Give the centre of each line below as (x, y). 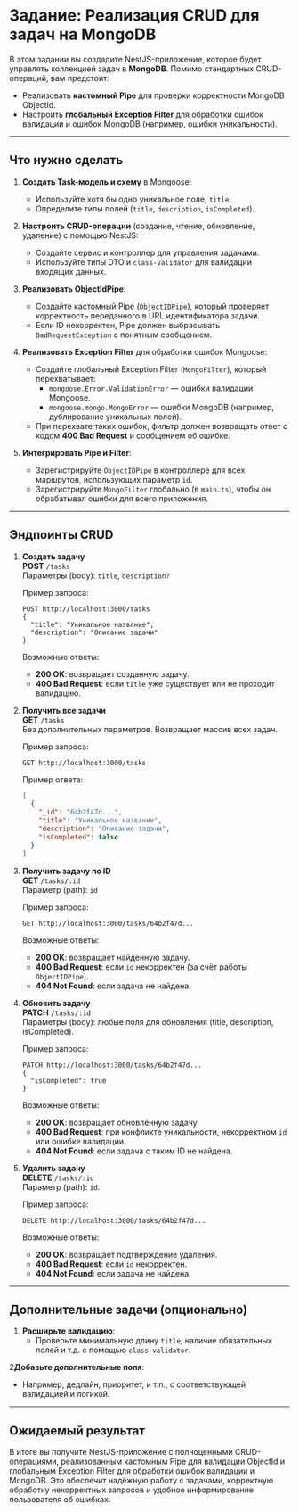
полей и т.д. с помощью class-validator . (113, 1350)
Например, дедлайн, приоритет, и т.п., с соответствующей (134, 1384)
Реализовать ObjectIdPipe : (74, 289)
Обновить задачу (56, 1003)
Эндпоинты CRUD (61, 535)
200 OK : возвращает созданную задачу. (112, 673)
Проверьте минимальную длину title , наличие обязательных (154, 1341)
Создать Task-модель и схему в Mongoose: (107, 182)
